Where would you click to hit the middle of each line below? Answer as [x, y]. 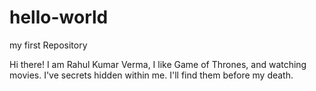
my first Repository [48, 45]
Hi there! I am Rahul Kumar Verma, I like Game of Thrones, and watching [158, 64]
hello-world [59, 17]
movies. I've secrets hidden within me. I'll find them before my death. [151, 75]
